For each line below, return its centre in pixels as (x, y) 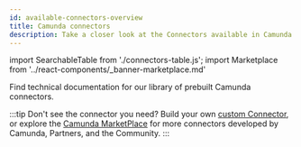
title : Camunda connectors (60, 26)
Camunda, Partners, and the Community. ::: (90, 133)
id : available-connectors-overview (76, 18)
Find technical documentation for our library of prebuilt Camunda (130, 87)
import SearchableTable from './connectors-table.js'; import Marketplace (144, 60)
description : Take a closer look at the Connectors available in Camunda (151, 34)
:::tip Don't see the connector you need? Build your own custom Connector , (149, 115)
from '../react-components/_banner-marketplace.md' (108, 69)
